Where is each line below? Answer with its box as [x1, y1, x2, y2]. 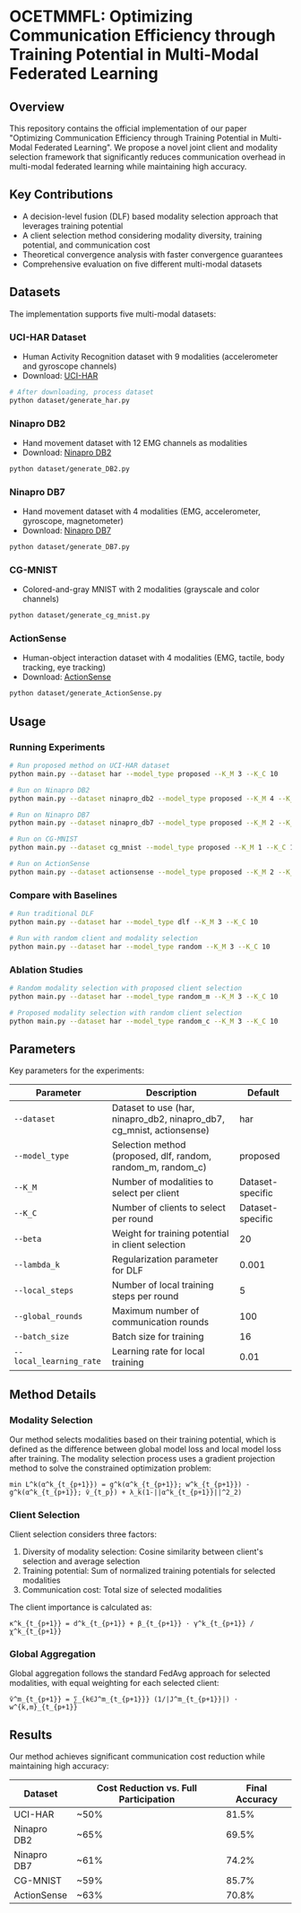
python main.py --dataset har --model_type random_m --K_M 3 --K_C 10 [9, 991, 279, 1001]
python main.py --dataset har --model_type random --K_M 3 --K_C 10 [9, 942, 271, 951]
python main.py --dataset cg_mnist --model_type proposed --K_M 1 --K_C [9, 843, 287, 852]
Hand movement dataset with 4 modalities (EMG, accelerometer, [21, 506, 262, 517]
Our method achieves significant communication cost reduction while [9, 1751, 266, 1762]
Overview [9, 99, 65, 114]
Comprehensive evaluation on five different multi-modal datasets [21, 258, 262, 269]
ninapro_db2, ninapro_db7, [111, 1113, 226, 1125]
